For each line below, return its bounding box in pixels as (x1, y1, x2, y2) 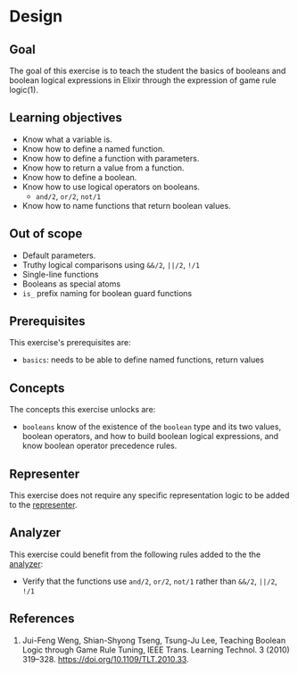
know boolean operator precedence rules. (21, 440, 178, 452)
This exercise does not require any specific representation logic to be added (9, 490, 290, 501)
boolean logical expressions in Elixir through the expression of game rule (9, 75, 277, 86)
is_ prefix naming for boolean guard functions (21, 287, 193, 298)
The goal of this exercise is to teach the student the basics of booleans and (9, 65, 286, 76)
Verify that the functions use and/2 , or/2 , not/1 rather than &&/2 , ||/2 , (21, 576, 278, 586)
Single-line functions (21, 269, 99, 279)
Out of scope (9, 226, 83, 242)
